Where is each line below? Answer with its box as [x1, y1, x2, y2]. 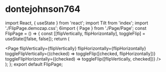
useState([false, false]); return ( [5, 36, 70, 42]
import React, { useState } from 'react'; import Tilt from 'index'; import [5, 20, 148, 26]
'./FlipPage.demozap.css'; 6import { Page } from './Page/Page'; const [5, 25, 147, 31]
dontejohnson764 [5, 3, 81, 15]
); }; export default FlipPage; [5, 61, 63, 67]
